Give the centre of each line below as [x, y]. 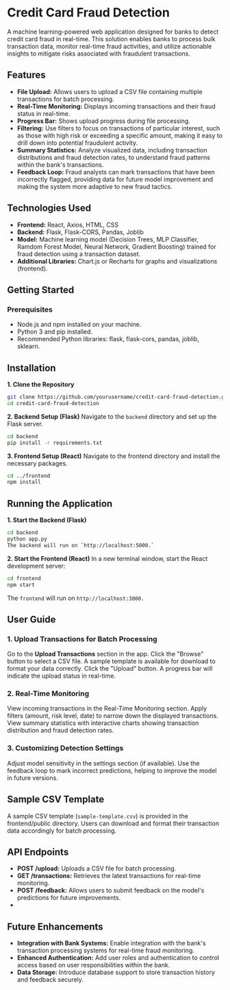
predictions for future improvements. [69, 898]
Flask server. [25, 424]
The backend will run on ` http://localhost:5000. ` [81, 545]
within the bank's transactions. [60, 164]
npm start [21, 585]
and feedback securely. [50, 980]
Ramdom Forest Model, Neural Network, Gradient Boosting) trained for [117, 246]
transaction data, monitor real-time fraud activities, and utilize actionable [110, 46]
